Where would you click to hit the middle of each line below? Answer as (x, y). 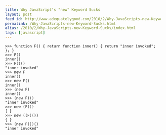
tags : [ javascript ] (25, 33)
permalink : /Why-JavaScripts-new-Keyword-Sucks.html (61, 23)
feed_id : (14, 19)
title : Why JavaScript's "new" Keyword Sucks (53, 10)
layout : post (19, 14)
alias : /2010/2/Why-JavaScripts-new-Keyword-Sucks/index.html (70, 28)
